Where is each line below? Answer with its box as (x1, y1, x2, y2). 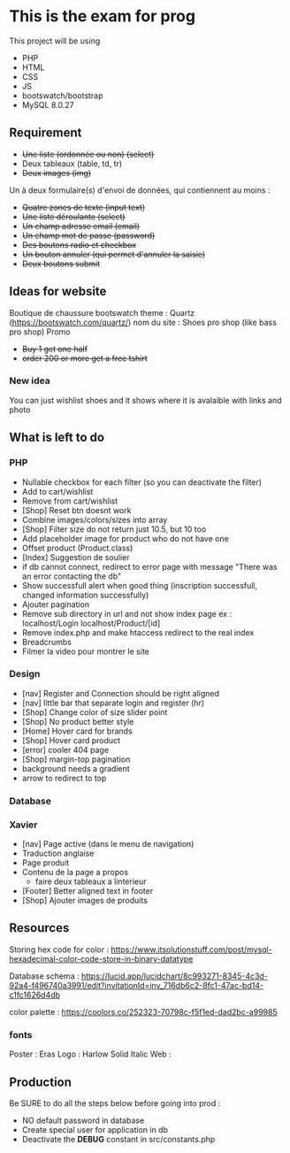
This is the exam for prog (9, 6, 196, 27)
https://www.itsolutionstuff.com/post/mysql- (110, 944, 272, 955)
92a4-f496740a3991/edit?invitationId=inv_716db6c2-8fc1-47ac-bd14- (9, 980, 263, 990)
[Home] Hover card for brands (21, 726, 133, 736)
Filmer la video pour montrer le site (21, 646, 150, 657)
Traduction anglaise (21, 848, 95, 859)
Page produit (21, 857, 70, 868)
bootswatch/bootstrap (21, 90, 103, 101)
